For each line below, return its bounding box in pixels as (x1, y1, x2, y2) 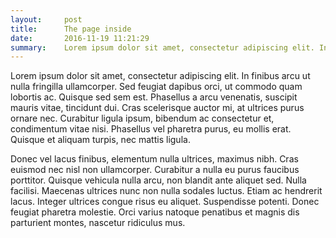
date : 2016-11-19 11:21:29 (10, 33, 150, 43)
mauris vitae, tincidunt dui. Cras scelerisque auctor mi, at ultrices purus (10, 102, 305, 114)
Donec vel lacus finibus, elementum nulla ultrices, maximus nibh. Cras (10, 153, 299, 165)
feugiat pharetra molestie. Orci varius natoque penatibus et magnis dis (10, 206, 300, 218)
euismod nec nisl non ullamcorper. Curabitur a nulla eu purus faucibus (10, 164, 300, 176)
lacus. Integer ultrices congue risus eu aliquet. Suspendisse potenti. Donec (10, 196, 320, 208)
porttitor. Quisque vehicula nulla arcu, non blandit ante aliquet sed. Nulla (10, 174, 307, 186)
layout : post (10, 14, 83, 25)
